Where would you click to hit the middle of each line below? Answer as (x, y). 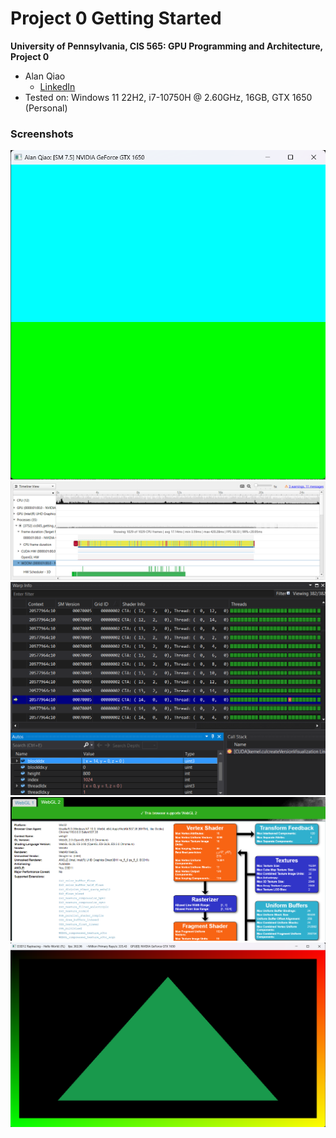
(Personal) (46, 108)
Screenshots (42, 134)
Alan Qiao (45, 76)
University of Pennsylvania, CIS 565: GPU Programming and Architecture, (166, 46)
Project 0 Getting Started (116, 18)
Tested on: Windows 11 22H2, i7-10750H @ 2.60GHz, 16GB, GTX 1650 (168, 97)
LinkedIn (57, 86)
